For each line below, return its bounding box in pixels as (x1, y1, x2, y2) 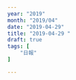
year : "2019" (7, 10, 46, 18)
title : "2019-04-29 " (7, 29, 71, 37)
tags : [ (7, 43, 30, 50)
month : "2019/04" (7, 17, 58, 24)
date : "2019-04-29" (7, 23, 65, 30)
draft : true (7, 36, 42, 44)
